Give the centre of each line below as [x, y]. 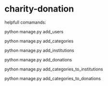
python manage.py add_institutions [39, 50]
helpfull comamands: [25, 22]
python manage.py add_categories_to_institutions [54, 69]
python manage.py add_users [34, 31]
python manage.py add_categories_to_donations [53, 78]
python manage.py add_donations [38, 59]
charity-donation [39, 9]
